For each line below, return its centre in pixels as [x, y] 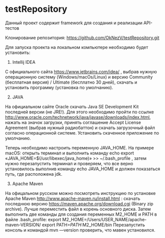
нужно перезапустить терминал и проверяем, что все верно [69, 163]
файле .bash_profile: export [33, 219]
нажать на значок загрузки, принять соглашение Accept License [73, 122]
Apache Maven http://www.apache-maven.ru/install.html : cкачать [73, 198]
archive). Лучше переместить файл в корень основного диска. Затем [78, 209]
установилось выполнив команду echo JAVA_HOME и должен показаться [83, 169]
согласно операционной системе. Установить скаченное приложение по [82, 133]
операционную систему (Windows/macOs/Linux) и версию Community [79, 77]
